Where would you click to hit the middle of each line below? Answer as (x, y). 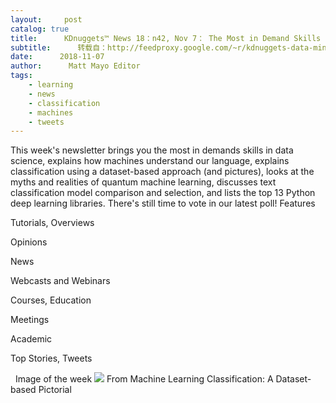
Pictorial (55, 390)
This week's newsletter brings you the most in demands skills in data (152, 150)
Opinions (29, 242)
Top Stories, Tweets (51, 358)
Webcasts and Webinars (60, 281)
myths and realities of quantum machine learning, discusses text (143, 182)
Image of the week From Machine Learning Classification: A (144, 379)
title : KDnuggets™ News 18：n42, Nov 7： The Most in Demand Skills (166, 38)
